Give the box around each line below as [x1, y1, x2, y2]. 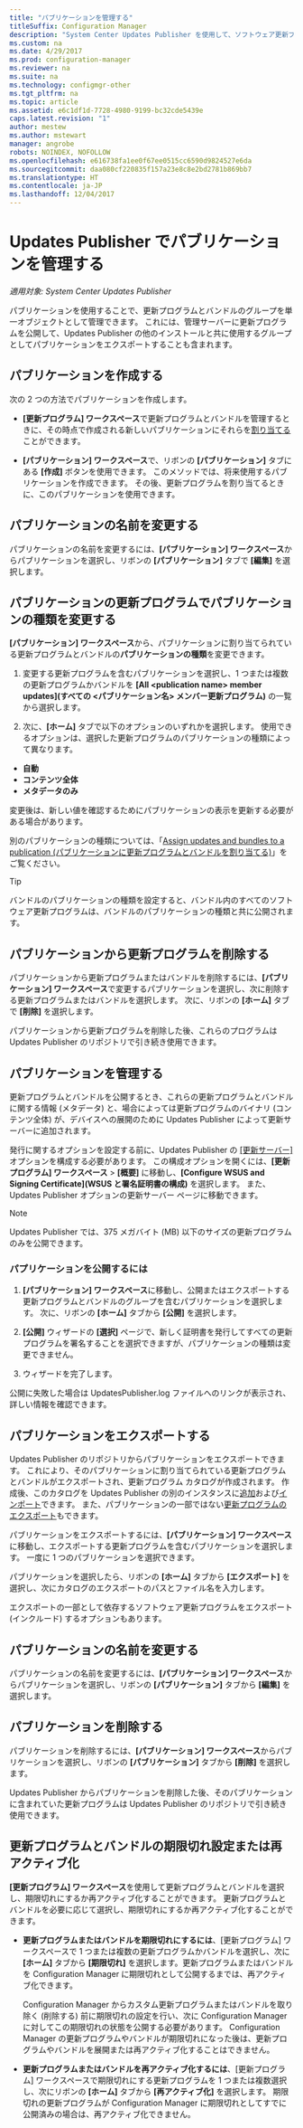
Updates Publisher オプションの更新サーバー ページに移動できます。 [9, 1190, 263, 1200]
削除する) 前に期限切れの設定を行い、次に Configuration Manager [43, 2010, 288, 2021]
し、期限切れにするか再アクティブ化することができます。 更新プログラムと [9, 1892, 287, 1904]
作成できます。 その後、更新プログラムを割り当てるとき [78, 477, 285, 488]
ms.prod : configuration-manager [9, 55, 131, 64]
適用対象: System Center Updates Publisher [9, 286, 171, 297]
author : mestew [9, 123, 67, 132]
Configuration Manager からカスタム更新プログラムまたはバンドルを [22, 1999, 278, 2010]
